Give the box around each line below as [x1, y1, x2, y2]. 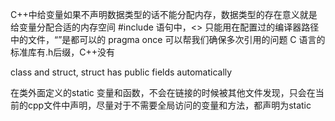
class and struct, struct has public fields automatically [10, 66, 233, 78]
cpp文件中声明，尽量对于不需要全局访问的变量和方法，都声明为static [27, 99, 312, 111]
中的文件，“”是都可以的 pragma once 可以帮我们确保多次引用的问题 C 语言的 [10, 34, 326, 45]
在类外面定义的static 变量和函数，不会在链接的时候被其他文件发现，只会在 [10, 87, 316, 98]
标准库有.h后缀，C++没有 [10, 46, 116, 58]
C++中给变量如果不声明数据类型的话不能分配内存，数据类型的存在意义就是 [10, 9, 318, 20]
